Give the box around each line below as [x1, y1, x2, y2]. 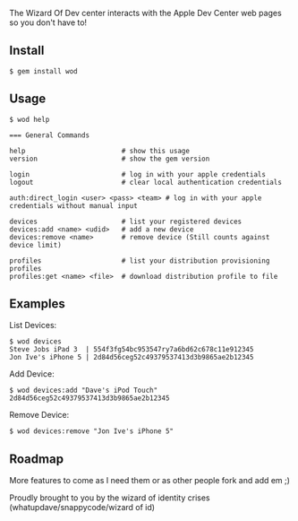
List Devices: [9, 320, 57, 331]
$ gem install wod [9, 66, 78, 75]
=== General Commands [9, 130, 90, 140]
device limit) [9, 240, 63, 249]
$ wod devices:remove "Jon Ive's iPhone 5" [9, 427, 175, 436]
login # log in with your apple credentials [9, 169, 267, 178]
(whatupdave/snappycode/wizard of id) [9, 502, 155, 513]
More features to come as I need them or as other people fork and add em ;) [9, 475, 291, 486]
